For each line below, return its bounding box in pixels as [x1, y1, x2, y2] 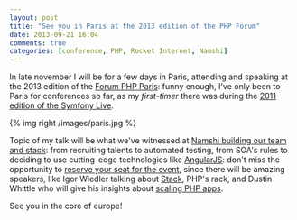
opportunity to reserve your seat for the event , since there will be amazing [9, 164, 286, 175]
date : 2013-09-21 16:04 [9, 30, 99, 39]
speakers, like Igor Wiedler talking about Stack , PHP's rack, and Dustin [9, 173, 273, 185]
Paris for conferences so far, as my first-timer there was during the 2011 [9, 91, 277, 102]
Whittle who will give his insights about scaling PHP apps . [9, 183, 224, 194]
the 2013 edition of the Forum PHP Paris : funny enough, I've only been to [9, 81, 281, 92]
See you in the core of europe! [9, 200, 123, 212]
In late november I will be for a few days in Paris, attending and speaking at [9, 71, 289, 82]
